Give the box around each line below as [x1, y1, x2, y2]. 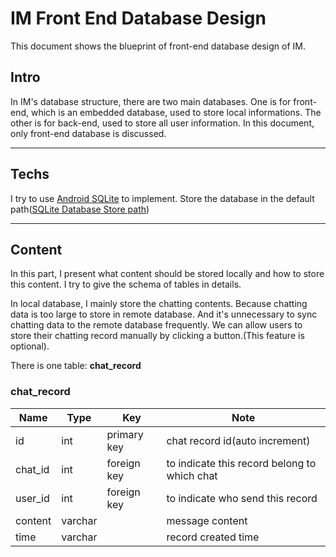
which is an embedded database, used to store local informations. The [30, 106, 322, 118]
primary [106, 427, 144, 441]
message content [166, 513, 248, 527]
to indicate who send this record [166, 491, 318, 505]
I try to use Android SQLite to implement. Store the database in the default [10, 192, 315, 204]
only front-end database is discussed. [10, 127, 167, 139]
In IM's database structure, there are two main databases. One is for [10, 95, 292, 107]
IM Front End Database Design [10, 7, 267, 30]
